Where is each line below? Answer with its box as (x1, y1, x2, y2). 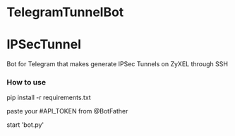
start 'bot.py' (6, 120, 44, 129)
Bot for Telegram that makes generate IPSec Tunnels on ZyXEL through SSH (6, 60, 229, 68)
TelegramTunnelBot (6, 4, 124, 20)
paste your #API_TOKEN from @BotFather (6, 107, 128, 116)
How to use (6, 78, 47, 87)
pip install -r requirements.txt (6, 93, 91, 102)
